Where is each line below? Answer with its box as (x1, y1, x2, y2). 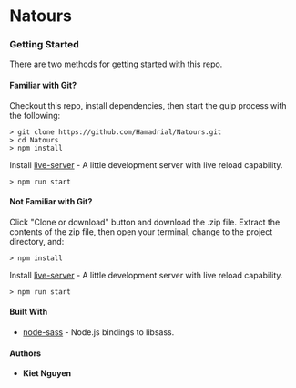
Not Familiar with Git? (9, 196, 93, 207)
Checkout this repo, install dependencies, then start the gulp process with (9, 100, 287, 110)
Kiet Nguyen (22, 368, 72, 379)
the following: (9, 110, 61, 121)
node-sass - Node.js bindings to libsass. (22, 327, 175, 338)
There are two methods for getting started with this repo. (9, 58, 223, 69)
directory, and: (9, 236, 65, 246)
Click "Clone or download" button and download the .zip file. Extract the (9, 216, 281, 227)
